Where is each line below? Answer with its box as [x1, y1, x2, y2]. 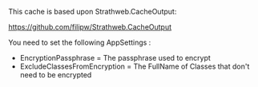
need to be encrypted [19, 70, 92, 79]
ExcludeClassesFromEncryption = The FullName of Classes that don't [19, 61, 250, 71]
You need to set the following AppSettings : [8, 38, 151, 47]
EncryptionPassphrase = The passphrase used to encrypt [19, 53, 211, 62]
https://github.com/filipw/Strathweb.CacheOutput [8, 22, 172, 31]
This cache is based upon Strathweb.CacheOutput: [8, 7, 177, 16]
